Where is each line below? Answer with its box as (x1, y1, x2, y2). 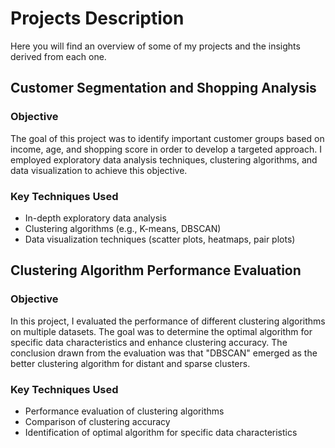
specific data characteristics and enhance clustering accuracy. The (10, 336, 288, 348)
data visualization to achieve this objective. (10, 164, 188, 176)
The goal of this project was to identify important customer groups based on (10, 132, 325, 144)
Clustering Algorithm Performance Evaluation (10, 262, 302, 279)
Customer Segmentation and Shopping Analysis (10, 80, 317, 97)
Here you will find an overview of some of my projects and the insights (10, 40, 301, 52)
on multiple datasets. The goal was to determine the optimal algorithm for (10, 325, 313, 337)
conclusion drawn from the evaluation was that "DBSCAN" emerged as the (10, 347, 318, 359)
